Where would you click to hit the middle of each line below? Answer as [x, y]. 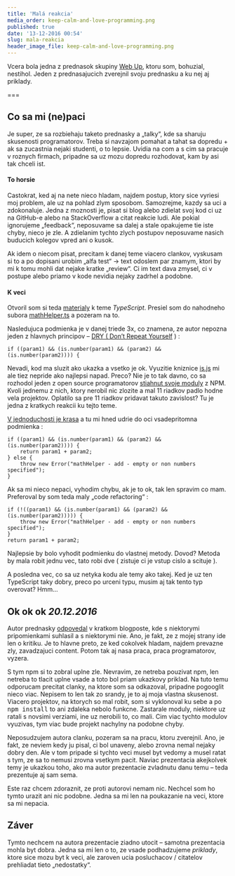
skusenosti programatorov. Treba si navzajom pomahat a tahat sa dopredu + [117, 141]
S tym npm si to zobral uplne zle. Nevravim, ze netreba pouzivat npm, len [113, 672]
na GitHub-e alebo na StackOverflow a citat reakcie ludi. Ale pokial [103, 218]
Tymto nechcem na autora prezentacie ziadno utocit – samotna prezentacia [116, 842]
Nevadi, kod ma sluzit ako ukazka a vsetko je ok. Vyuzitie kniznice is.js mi [113, 369]
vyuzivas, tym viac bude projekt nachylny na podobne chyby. [96, 724]
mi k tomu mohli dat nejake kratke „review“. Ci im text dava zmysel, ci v [110, 269]
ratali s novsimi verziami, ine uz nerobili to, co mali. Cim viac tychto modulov [117, 717]
